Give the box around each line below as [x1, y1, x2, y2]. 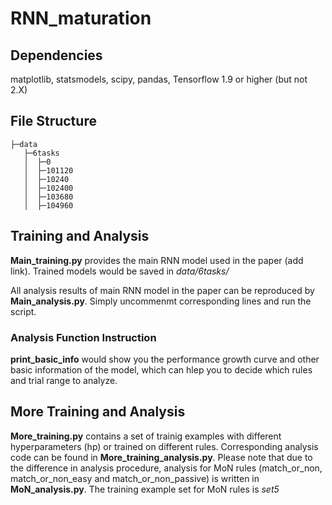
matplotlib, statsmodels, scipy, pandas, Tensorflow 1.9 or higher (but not [10, 73, 308, 85]
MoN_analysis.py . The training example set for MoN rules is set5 [10, 483, 280, 495]
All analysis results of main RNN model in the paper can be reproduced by [10, 284, 315, 296]
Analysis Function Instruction [10, 330, 157, 344]
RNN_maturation [10, 7, 152, 30]
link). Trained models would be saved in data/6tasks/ [10, 265, 230, 277]
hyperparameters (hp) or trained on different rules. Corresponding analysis [10, 440, 319, 452]
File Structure [10, 113, 97, 130]
